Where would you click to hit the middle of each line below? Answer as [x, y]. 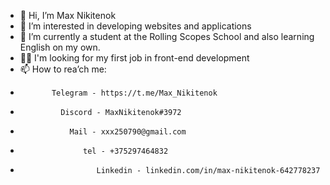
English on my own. [60, 47]
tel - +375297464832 [126, 151]
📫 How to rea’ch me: [63, 69]
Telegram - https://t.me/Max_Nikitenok [134, 93]
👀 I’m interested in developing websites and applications [135, 26]
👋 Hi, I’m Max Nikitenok [68, 15]
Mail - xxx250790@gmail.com [128, 132]
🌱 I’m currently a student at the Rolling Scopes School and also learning [167, 36]
